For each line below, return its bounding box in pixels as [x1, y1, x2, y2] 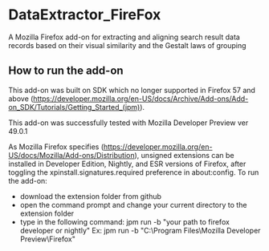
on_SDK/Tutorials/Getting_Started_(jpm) [8, 102, 141, 111]
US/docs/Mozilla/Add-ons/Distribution [8, 150, 135, 160]
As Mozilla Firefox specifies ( [8, 142, 104, 152]
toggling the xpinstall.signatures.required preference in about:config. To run [8, 167, 259, 177]
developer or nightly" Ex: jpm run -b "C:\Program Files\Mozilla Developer [19, 225, 261, 235]
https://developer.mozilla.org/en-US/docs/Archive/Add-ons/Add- [33, 94, 249, 103]
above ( [8, 94, 34, 103]
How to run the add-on [8, 64, 124, 78]
